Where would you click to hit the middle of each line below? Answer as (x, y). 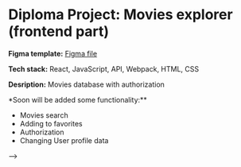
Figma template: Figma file (53, 53)
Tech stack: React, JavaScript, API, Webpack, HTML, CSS (104, 68)
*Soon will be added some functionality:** (78, 99)
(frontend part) (59, 31)
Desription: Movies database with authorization (87, 84)
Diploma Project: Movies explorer (120, 15)
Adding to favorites (51, 123)
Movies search (44, 115)
